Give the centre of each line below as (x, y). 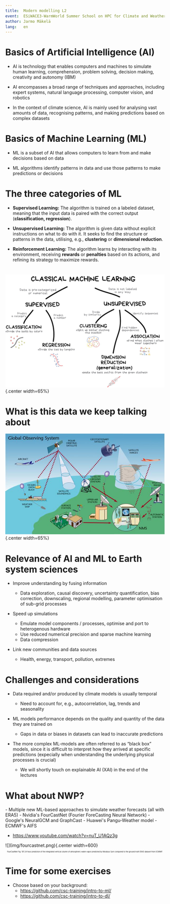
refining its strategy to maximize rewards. (56, 260)
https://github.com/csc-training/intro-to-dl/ (65, 896)
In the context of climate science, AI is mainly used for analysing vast (84, 108)
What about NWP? (45, 796)
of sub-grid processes (44, 604)
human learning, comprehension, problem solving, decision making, (83, 72)
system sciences (42, 569)
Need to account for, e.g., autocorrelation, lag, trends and (80, 703)
